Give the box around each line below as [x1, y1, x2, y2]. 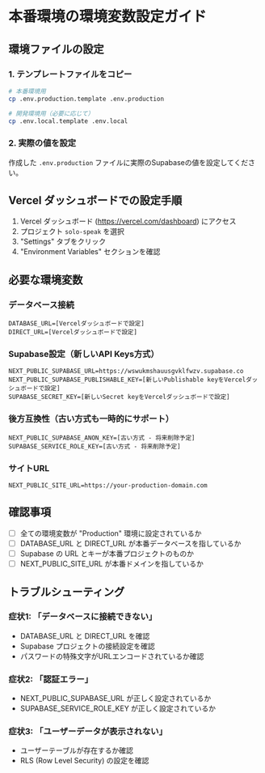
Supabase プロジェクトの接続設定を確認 [19, 641, 155, 651]
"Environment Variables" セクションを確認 [19, 247, 161, 257]
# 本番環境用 [8, 87, 46, 96]
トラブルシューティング [8, 584, 125, 599]
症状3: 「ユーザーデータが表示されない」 [8, 726, 168, 737]
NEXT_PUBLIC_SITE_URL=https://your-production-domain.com [8, 482, 208, 490]
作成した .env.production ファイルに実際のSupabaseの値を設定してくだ [8, 157, 249, 167]
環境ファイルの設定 [8, 42, 104, 56]
